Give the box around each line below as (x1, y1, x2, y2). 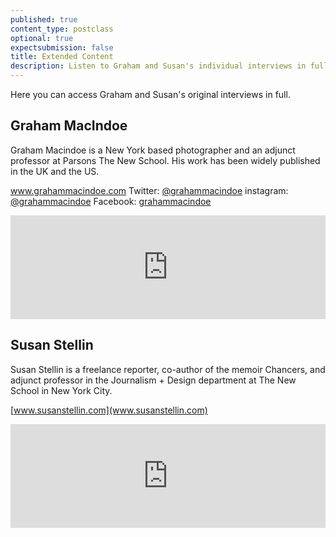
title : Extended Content (10, 52, 114, 62)
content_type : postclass (10, 24, 114, 34)
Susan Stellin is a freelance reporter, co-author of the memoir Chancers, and (10, 363, 326, 375)
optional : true (10, 33, 74, 43)
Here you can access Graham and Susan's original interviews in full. (10, 89, 291, 100)
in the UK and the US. (10, 165, 100, 177)
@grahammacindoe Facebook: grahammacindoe (10, 195, 212, 207)
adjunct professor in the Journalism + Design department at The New (10, 374, 297, 386)
